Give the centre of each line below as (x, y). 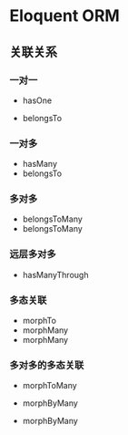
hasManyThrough (55, 274)
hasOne (37, 100)
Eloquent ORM (64, 16)
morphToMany (49, 386)
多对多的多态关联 (47, 365)
